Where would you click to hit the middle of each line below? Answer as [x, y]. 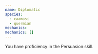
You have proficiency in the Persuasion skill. [49, 46]
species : [14, 14]
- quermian [20, 23]
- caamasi [19, 19]
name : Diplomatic [23, 10]
